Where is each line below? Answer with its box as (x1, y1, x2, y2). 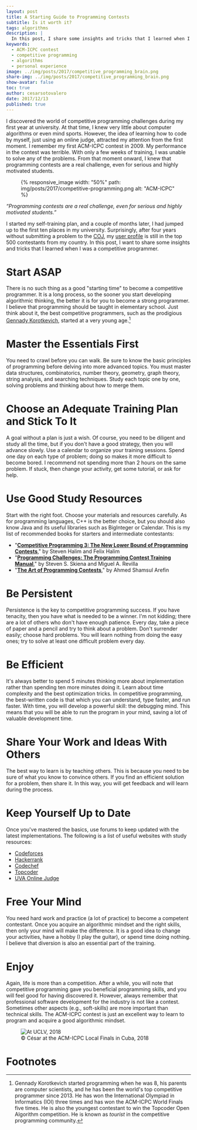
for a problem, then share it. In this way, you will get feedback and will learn (6, 779, 189, 786)
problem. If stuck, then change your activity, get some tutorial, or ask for (6, 465, 181, 472)
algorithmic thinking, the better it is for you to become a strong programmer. (6, 297, 190, 304)
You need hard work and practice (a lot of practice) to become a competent (6, 914, 189, 921)
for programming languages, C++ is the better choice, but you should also (6, 517, 185, 525)
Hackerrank (14, 856, 43, 863)
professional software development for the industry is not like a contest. (6, 998, 180, 1005)
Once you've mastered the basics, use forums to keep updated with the (6, 826, 179, 833)
